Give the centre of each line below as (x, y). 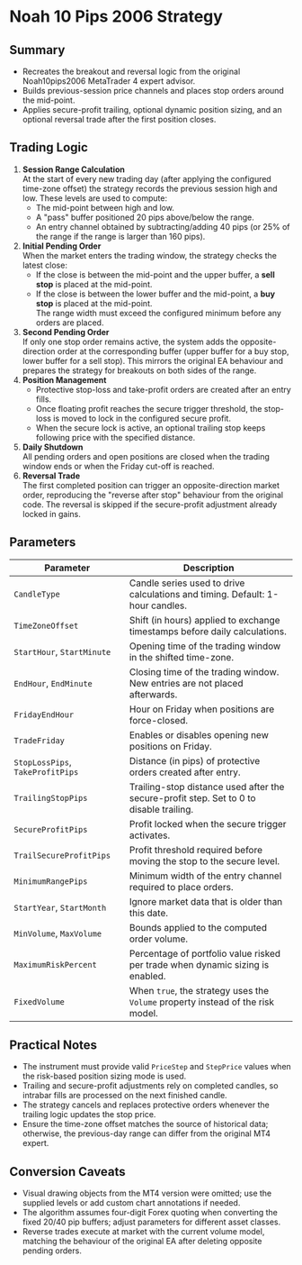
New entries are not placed (186, 683)
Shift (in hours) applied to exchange (204, 620)
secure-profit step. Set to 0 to (192, 797)
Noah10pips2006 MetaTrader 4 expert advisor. (109, 81)
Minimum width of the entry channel (205, 876)
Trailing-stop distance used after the (207, 787)
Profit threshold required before (196, 850)
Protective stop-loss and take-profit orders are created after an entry (164, 389)
